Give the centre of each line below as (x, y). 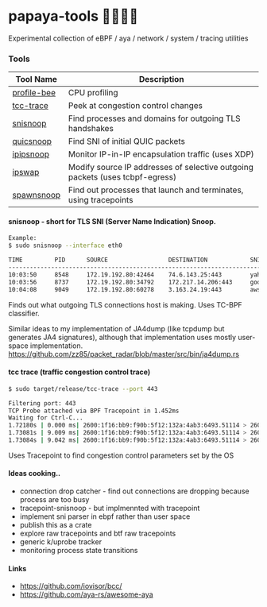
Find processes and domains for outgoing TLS (154, 118)
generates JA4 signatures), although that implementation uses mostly (122, 337)
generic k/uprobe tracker (60, 542)
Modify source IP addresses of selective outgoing (161, 168)
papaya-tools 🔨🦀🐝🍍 (74, 16)
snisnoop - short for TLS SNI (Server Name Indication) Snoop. (112, 221)
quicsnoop (32, 141)
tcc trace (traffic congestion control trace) (79, 372)
